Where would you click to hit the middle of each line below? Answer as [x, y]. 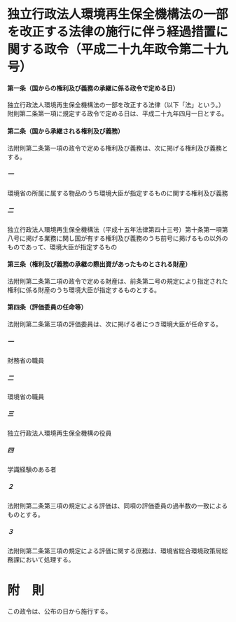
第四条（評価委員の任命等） [47, 307]
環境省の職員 [26, 396]
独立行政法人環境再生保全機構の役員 [60, 433]
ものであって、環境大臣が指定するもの [62, 247]
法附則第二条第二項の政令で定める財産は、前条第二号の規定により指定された [118, 281]
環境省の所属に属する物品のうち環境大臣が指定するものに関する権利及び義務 [118, 193]
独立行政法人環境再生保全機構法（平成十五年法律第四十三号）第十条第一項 [114, 229]
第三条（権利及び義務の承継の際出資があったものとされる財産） [99, 264]
